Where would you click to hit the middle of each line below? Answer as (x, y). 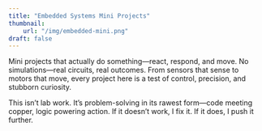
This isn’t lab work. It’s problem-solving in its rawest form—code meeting (131, 103)
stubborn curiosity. (40, 87)
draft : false (30, 38)
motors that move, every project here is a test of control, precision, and (127, 78)
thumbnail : (27, 23)
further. (21, 120)
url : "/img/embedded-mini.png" (76, 31)
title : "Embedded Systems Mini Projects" (79, 16)
